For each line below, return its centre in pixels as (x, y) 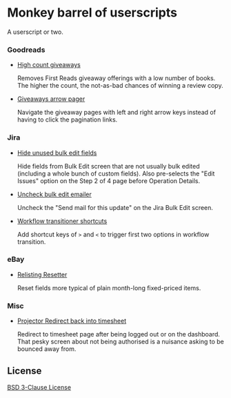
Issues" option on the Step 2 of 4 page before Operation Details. (109, 180)
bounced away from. (47, 349)
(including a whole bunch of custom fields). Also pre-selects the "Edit (116, 173)
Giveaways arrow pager (51, 99)
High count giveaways (49, 65)
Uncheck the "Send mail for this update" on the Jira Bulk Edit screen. (115, 207)
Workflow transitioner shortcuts (62, 221)
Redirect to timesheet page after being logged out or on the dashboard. (119, 334)
